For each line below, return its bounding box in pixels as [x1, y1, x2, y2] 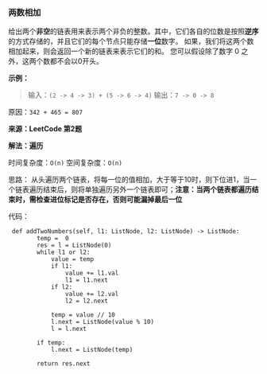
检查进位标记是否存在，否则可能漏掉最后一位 [35, 195, 183, 205]
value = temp [50, 255, 94, 263]
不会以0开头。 [56, 56, 103, 66]
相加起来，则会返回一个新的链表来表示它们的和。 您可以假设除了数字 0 [8, 46, 240, 56]
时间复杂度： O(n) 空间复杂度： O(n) [8, 158, 123, 168]
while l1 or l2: [37, 248, 91, 256]
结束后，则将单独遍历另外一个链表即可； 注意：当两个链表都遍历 [42, 185, 252, 194]
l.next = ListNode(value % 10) [50, 318, 155, 326]
